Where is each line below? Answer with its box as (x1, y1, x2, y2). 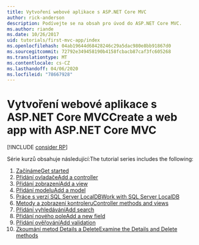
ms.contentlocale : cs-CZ (7, 60, 70, 66)
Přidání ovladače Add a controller (15, 174, 98, 181)
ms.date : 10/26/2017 (7, 32, 60, 38)
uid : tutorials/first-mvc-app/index (7, 37, 100, 43)
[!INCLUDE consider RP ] (7, 144, 68, 151)
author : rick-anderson (7, 15, 65, 21)
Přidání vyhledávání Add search (15, 206, 95, 213)
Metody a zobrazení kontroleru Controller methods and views (15, 199, 169, 207)
